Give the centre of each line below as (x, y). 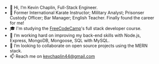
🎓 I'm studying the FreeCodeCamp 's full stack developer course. (76, 28)
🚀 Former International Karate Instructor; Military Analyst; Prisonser (77, 13)
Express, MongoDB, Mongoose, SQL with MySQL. (60, 40)
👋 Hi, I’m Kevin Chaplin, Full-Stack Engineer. (54, 8)
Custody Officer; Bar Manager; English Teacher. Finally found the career (82, 18)
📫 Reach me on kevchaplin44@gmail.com (52, 56)
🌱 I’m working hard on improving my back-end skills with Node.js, (75, 35)
